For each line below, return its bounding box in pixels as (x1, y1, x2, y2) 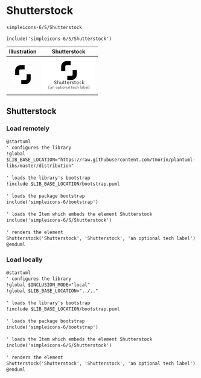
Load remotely (6, 124, 50, 132)
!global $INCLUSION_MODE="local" (6, 282, 91, 288)
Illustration (8, 48, 37, 55)
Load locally (6, 255, 43, 264)
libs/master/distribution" (6, 163, 74, 169)
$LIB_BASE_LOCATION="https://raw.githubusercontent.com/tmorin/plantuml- (6, 157, 196, 163)
